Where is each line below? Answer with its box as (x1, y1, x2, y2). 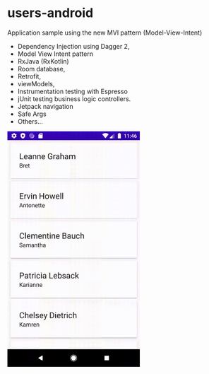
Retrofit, (17, 72, 41, 81)
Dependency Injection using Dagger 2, (17, 42, 130, 50)
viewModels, (17, 79, 55, 88)
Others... (17, 117, 44, 125)
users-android (7, 5, 94, 21)
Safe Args (17, 110, 47, 118)
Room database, (17, 64, 66, 73)
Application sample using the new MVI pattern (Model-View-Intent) (7, 28, 203, 37)
